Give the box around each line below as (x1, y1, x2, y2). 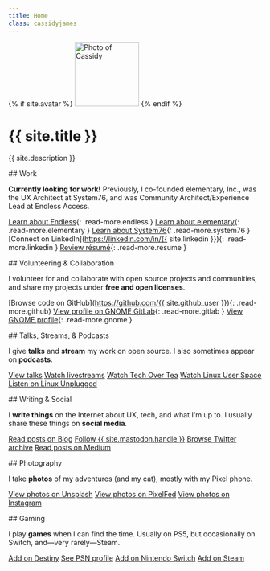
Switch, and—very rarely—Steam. (8, 538, 121, 548)
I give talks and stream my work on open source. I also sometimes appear (8, 347, 255, 356)
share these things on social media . (8, 419, 127, 429)
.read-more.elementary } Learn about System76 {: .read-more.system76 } (8, 226, 251, 236)
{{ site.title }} (8, 126, 98, 145)
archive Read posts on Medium (8, 443, 111, 453)
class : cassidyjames (8, 19, 78, 27)
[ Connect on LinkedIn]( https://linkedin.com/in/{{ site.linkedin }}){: (8, 234, 225, 244)
